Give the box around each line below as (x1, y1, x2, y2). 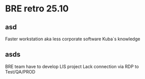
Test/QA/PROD (5, 69, 36, 75)
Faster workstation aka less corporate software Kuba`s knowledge (5, 36, 141, 42)
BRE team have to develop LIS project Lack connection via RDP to (5, 63, 139, 70)
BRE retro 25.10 (5, 3, 69, 14)
